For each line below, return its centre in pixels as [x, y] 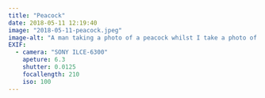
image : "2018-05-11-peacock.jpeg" [65, 30]
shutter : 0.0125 [50, 67]
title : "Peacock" [37, 15]
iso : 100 [37, 81]
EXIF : [17, 45]
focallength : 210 [51, 74]
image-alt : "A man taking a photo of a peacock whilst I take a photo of [133, 38]
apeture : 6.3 [44, 60]
